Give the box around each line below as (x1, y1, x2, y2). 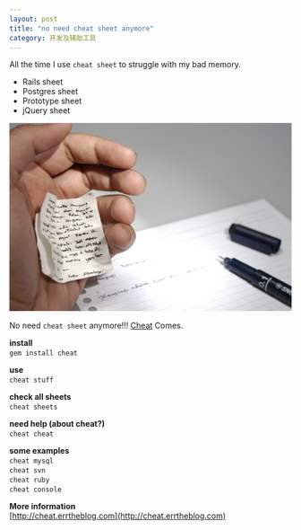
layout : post (9, 14, 58, 23)
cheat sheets (9, 402, 58, 411)
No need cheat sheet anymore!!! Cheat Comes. (9, 320, 184, 331)
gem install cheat (9, 349, 78, 358)
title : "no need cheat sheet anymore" (9, 23, 154, 33)
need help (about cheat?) (9, 418, 106, 428)
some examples (9, 445, 70, 455)
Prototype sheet (21, 95, 82, 107)
